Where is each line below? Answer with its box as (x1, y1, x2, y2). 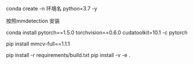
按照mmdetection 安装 (6, 17, 60, 24)
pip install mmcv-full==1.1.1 (6, 40, 70, 47)
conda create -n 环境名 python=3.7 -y (6, 5, 98, 12)
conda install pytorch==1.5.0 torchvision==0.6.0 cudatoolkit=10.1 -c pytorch (6, 29, 188, 36)
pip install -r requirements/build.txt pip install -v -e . (6, 52, 130, 58)
